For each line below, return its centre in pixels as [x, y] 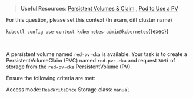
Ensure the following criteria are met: [51, 78]
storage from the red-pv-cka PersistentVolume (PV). [69, 67]
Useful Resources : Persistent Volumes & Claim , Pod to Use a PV [99, 9]
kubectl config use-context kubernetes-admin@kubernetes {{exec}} [87, 31]
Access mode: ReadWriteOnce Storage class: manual [68, 90]
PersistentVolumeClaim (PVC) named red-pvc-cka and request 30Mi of [91, 60]
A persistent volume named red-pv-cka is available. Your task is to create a [96, 54]
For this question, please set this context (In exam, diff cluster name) [89, 20]
